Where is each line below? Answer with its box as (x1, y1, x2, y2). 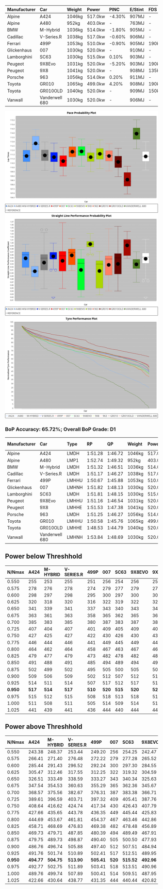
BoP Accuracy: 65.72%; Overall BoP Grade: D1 (5, 426, 116, 433)
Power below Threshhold (5, 552, 82, 561)
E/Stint (130, 6, 144, 12)
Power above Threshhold (5, 722, 82, 731)
